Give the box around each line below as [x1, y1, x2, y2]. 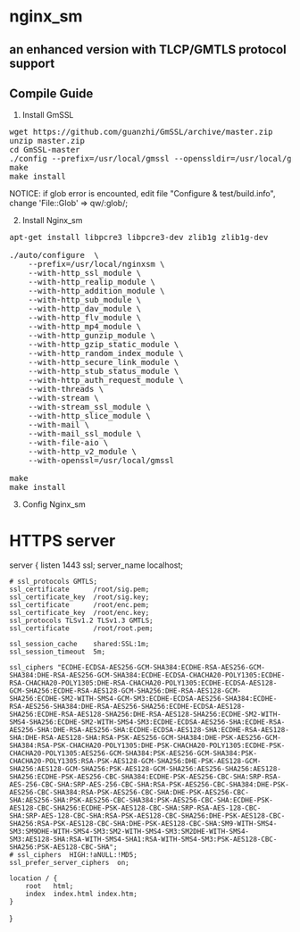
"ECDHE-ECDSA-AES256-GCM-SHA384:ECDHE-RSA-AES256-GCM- [56, 663, 266, 672]
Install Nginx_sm [21, 215, 83, 226]
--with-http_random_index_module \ [28, 348, 184, 359]
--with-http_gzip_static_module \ [28, 339, 179, 350]
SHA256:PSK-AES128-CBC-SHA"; [9, 843, 118, 852]
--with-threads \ [28, 384, 104, 395]
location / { [9, 874, 58, 883]
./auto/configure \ [9, 250, 100, 261]
